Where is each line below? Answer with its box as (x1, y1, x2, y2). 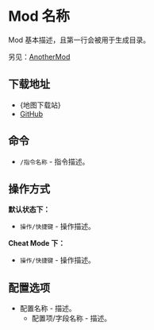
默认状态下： (8, 204, 50, 215)
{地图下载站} (19, 100, 61, 110)
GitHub (19, 109, 44, 118)
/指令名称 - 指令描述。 (19, 157, 90, 166)
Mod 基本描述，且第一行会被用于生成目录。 (8, 35, 151, 45)
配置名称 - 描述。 (19, 304, 77, 313)
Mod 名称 (8, 7, 70, 25)
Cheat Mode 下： (8, 239, 66, 248)
